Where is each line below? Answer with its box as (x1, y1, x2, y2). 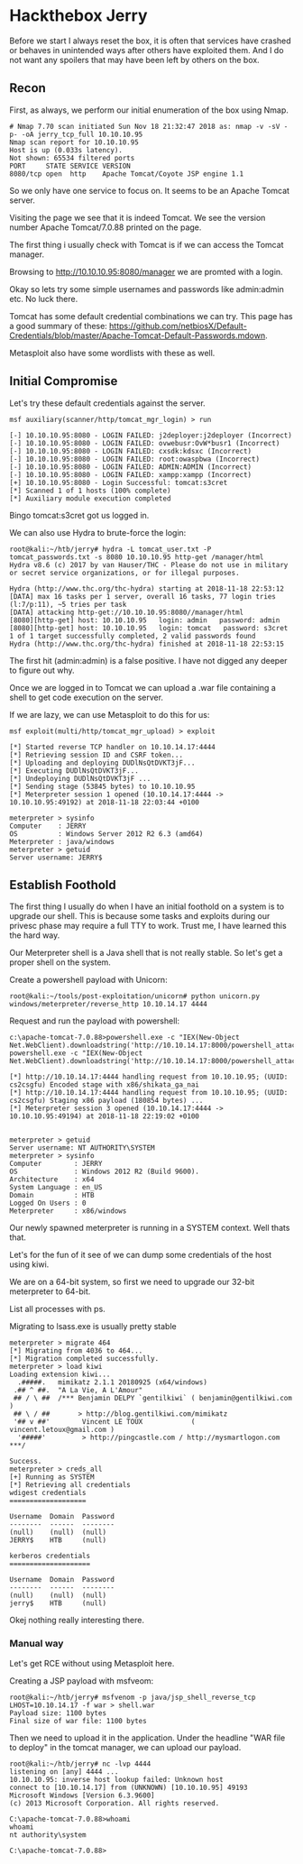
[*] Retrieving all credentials (9, 1481, 131, 1490)
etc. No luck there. (9, 293, 78, 304)
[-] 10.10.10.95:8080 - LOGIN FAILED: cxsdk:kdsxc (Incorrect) (9, 446, 252, 455)
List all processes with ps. (9, 1304, 106, 1315)
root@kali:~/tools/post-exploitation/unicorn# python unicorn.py (9, 992, 260, 1001)
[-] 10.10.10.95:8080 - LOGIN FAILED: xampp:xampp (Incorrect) (9, 470, 252, 479)
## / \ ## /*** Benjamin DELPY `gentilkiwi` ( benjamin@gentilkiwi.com (13, 1394, 293, 1403)
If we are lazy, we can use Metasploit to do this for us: (9, 709, 210, 720)
